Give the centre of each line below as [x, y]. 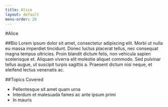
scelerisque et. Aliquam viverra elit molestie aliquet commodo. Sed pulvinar [83, 59]
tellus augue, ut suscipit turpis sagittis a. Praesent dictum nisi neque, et [79, 65]
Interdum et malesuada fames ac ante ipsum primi [64, 95]
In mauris [22, 100]
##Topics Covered [24, 80]
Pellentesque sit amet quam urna [46, 89]
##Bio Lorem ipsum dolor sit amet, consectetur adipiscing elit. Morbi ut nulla [84, 43]
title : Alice [19, 10]
